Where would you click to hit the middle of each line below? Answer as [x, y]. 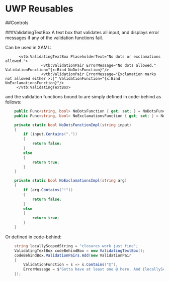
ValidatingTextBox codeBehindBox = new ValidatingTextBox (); [79, 251]
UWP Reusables [39, 9]
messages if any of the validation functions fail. [54, 38]
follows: [13, 102]
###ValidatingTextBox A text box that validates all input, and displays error [82, 32]
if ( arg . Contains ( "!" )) [48, 190]
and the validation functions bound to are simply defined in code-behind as [83, 96]
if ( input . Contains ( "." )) [51, 134]
